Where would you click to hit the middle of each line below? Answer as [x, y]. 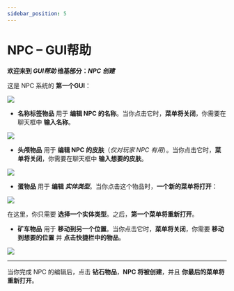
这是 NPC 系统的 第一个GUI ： [49, 85]
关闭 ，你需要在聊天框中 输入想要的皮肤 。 [88, 158]
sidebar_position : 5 [37, 14]
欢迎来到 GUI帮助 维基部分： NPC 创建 [61, 71]
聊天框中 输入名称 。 [46, 122]
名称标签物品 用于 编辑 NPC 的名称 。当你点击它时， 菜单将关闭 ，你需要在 [122, 113]
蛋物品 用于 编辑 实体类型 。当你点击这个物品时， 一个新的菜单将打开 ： [117, 186]
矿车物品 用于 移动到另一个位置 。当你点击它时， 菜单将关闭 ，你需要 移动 [120, 228]
